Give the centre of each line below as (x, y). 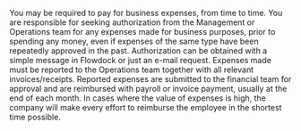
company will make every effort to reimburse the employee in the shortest (146, 107)
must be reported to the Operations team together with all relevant (131, 70)
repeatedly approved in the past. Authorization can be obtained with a (138, 51)
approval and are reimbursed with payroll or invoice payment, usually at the (148, 89)
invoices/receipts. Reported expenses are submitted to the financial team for (150, 79)
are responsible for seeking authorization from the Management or (132, 22)
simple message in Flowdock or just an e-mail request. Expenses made (140, 60)
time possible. (35, 117)
